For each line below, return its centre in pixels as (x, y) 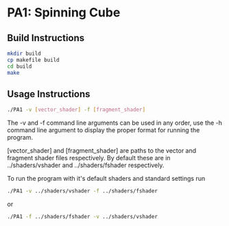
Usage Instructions (49, 94)
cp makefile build (33, 60)
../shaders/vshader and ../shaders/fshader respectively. (86, 165)
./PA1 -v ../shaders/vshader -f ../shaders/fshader (82, 191)
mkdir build (24, 53)
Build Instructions (46, 38)
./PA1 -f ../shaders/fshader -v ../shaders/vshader (82, 217)
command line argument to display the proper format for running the (104, 130)
